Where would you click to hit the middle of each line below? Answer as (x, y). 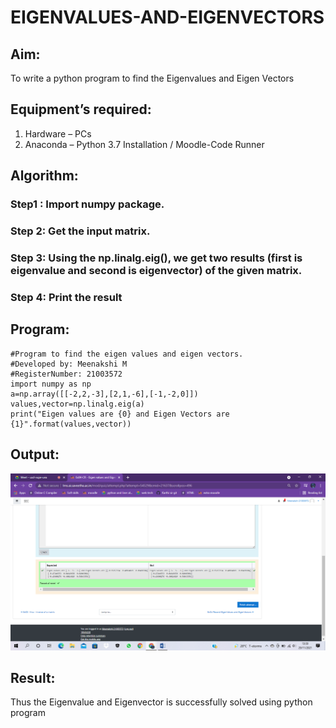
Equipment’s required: (81, 109)
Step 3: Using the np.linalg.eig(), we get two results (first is (156, 258)
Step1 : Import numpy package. (87, 204)
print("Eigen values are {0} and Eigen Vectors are (120, 414)
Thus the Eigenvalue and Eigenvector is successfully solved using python (161, 702)
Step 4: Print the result (66, 297)
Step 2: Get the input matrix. (80, 231)
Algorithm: (44, 176)
